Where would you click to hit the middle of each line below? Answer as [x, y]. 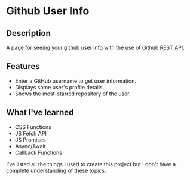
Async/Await [30, 146]
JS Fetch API [30, 133]
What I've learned [40, 112]
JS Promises [30, 140]
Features [23, 66]
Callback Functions [39, 152]
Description [28, 33]
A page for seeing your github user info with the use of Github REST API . [96, 47]
